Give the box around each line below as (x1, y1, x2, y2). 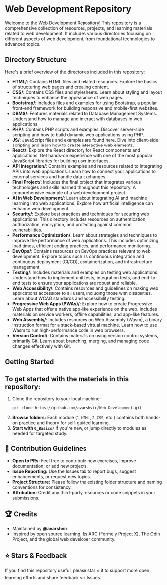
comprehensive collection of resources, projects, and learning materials (5, 25, 153, 31)
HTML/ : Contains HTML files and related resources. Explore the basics (12, 78, 158, 84)
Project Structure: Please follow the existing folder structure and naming (12, 479, 162, 485)
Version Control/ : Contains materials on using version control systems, (12, 332, 158, 338)
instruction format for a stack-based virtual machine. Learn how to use (12, 322, 158, 328)
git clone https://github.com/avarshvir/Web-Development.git (12, 405, 142, 410)
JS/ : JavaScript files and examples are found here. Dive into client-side (12, 137, 158, 143)
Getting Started (5, 358, 54, 366)
